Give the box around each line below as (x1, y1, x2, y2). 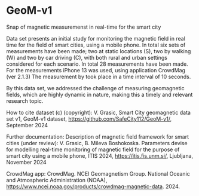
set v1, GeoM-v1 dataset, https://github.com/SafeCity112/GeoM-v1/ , (6, 115, 172, 122)
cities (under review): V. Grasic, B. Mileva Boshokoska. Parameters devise (6, 139, 188, 146)
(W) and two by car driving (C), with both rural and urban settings (6, 54, 168, 61)
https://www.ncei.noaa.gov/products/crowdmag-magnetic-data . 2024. (6, 183, 180, 190)
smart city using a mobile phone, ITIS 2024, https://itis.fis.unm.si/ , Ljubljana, (6, 152, 194, 159)
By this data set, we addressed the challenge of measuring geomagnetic (6, 84, 185, 91)
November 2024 (6, 158, 47, 166)
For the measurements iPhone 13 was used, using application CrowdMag (6, 66, 186, 73)
